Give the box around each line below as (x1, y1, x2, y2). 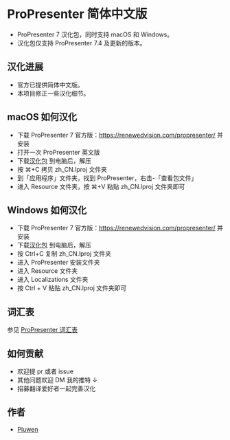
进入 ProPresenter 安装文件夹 (16, 258, 100, 267)
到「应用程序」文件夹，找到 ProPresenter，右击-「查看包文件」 (16, 173, 198, 182)
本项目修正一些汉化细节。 (16, 89, 90, 97)
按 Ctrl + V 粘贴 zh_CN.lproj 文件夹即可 (16, 284, 127, 292)
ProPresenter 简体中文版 (7, 6, 148, 22)
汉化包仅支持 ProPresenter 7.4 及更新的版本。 (16, 38, 146, 47)
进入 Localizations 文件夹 (16, 276, 89, 284)
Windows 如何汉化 (7, 204, 87, 216)
